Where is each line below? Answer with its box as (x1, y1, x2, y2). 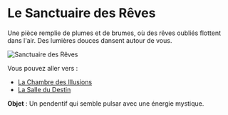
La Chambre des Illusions (17, 77, 93, 86)
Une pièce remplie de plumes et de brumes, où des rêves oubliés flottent (7, 29, 222, 37)
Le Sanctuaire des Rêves (7, 5, 156, 21)
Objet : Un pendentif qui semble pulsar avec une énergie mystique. (7, 99, 204, 108)
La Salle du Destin (17, 85, 71, 94)
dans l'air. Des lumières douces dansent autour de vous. (7, 36, 172, 44)
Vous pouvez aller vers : (7, 64, 78, 72)
